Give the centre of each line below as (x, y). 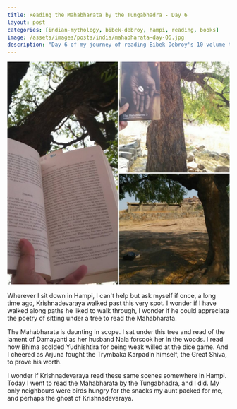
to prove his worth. (35, 362)
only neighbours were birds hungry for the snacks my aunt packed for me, (115, 391)
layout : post (26, 22)
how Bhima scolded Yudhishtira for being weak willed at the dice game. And (118, 347)
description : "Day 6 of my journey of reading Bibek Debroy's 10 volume (116, 45)
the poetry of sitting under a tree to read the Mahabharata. (92, 319)
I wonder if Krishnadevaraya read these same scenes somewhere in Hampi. (117, 376)
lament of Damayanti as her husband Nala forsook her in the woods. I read (115, 340)
